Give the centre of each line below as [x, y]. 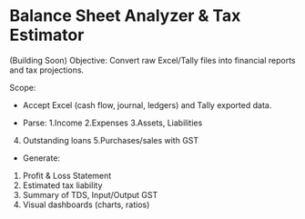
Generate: [41, 158]
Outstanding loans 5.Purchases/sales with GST [111, 140]
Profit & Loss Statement [67, 175]
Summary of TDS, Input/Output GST [90, 194]
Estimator [47, 35]
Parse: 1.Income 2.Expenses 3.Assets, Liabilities [112, 123]
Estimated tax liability [62, 185]
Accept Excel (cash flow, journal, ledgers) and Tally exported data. [147, 105]
